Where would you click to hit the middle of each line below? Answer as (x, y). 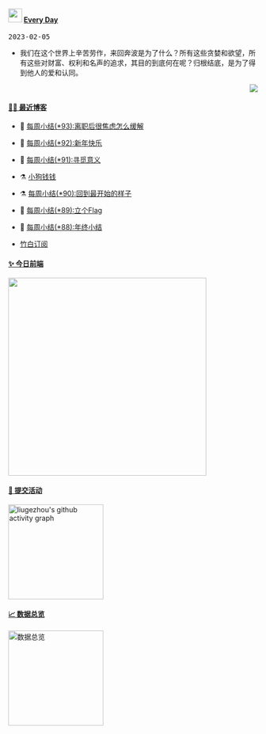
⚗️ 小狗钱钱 (38, 177)
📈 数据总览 (27, 614)
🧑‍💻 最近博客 (28, 107)
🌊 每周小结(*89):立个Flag (61, 211)
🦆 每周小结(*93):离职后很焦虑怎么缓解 (82, 126)
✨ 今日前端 (26, 264)
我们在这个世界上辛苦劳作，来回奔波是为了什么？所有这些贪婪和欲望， (134, 53)
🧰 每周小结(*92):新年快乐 (61, 143)
